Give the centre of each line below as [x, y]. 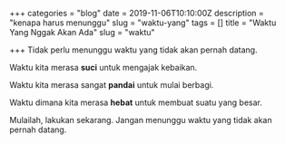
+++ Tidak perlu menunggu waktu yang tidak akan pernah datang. [133, 50]
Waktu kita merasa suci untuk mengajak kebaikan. [103, 67]
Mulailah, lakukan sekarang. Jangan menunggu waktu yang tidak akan [141, 120]
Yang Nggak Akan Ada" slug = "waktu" [83, 32]
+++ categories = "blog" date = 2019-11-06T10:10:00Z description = [137, 13]
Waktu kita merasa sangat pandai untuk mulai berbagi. [112, 85]
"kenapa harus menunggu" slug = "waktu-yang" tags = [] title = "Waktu [143, 23]
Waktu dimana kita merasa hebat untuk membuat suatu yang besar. [136, 102]
